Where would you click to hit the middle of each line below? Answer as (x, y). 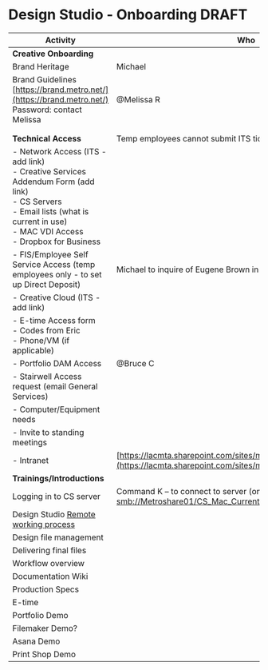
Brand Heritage (41, 66)
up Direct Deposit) (47, 284)
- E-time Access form (54, 320)
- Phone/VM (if (41, 340)
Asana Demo (36, 641)
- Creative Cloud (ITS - (57, 297)
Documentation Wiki (50, 576)
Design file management (58, 537)
